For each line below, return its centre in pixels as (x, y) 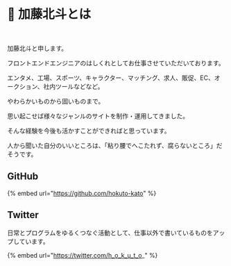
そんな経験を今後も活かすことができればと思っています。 (89, 131)
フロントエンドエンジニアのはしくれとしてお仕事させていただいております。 (116, 63)
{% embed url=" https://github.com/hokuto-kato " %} (82, 193)
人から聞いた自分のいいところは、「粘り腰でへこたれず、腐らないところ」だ (115, 145)
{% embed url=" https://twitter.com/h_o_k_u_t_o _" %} (83, 255)
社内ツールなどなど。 (74, 86)
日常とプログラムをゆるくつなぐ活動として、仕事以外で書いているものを (110, 233)
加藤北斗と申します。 (37, 48)
